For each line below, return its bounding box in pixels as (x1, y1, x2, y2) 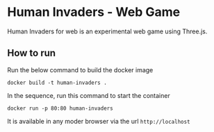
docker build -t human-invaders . (7, 79, 108, 86)
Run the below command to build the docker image (7, 65, 154, 74)
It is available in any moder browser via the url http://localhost (7, 117, 190, 125)
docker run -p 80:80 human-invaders (7, 105, 113, 112)
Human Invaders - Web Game (7, 4, 181, 20)
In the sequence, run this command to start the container (7, 91, 170, 99)
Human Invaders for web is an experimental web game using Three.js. (7, 27, 208, 35)
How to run (7, 47, 56, 59)
